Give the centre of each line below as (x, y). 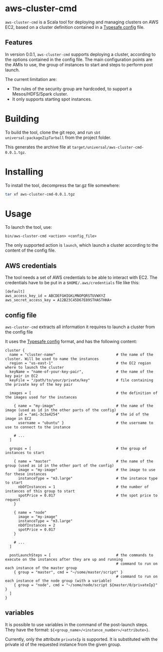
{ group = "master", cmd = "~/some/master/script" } (68, 573)
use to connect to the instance (38, 427)
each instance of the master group (41, 568)
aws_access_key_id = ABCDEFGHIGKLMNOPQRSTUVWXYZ (55, 296)
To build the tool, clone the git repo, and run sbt (53, 132)
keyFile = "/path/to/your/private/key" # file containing (81, 380)
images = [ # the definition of (84, 393)
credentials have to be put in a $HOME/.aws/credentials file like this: (72, 283)
